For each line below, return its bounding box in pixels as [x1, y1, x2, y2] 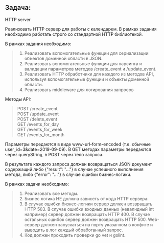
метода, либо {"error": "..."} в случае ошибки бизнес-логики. [5, 171, 132, 177]
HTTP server [5, 16, 31, 23]
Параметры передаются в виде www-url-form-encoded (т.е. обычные [5, 141, 151, 147]
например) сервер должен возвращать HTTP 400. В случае [24, 211, 150, 217]
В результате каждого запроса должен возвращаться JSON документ [5, 161, 152, 167]
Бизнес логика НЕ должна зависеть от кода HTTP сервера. [24, 195, 149, 201]
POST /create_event [17, 105, 58, 111]
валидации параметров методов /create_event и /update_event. [24, 66, 157, 72]
